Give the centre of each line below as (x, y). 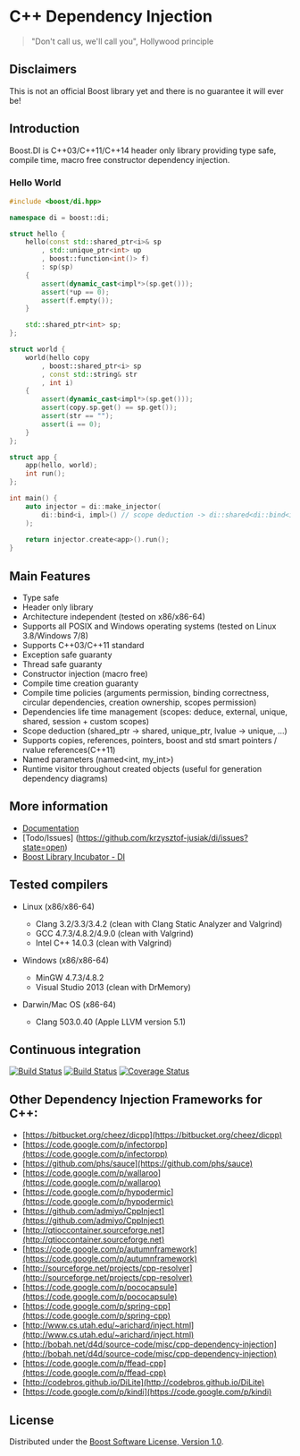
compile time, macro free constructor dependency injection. (120, 159)
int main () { (33, 499)
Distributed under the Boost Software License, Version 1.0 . (117, 1442)
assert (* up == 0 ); (75, 292)
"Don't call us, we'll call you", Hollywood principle (122, 41)
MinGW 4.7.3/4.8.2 (70, 977)
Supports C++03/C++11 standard (83, 646)
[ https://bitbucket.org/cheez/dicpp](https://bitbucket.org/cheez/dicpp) (152, 1135)
